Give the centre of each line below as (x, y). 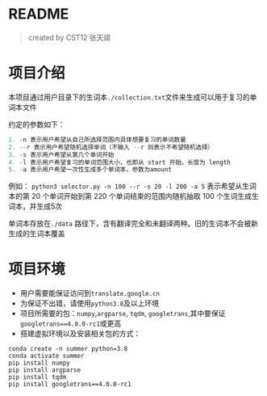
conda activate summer (46, 356)
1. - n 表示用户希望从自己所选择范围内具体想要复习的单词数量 (98, 139)
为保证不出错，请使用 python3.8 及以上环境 (90, 303)
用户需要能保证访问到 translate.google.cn (90, 293)
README (39, 14)
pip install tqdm (38, 377)
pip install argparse (45, 370)
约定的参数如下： (37, 124)
